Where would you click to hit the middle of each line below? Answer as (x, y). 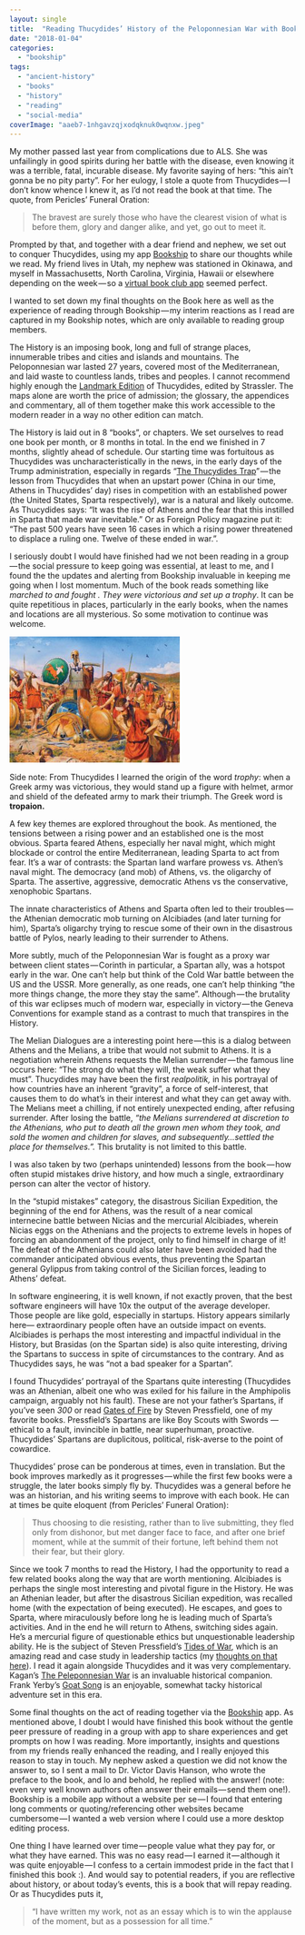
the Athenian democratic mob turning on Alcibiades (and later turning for (145, 918)
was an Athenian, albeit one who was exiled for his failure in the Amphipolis (150, 1391)
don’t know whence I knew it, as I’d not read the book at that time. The (141, 190)
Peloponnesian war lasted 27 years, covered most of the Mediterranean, (144, 367)
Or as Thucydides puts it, (56, 1894)
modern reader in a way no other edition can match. (107, 415)
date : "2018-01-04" (46, 38)
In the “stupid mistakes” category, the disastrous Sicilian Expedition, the (144, 1201)
